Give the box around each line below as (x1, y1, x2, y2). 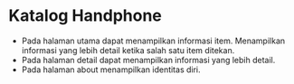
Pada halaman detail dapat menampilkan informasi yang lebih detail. (21, 54, 276, 65)
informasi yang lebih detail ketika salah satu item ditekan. (21, 44, 235, 55)
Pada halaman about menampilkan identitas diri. (21, 64, 201, 75)
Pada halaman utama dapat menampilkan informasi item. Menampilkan (21, 35, 286, 46)
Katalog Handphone (8, 5, 162, 26)
